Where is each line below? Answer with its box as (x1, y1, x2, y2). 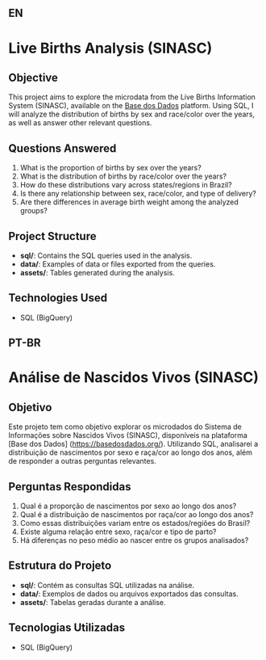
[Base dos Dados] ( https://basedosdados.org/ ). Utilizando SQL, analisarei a (8, 439, 259, 449)
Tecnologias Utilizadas (8, 621, 126, 635)
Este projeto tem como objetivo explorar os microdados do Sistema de (8, 422, 242, 431)
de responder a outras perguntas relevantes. (8, 456, 157, 466)
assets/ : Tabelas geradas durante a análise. (19, 597, 167, 607)
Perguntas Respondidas (8, 480, 131, 494)
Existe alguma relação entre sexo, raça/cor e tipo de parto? (19, 527, 217, 536)
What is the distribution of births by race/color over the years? (19, 171, 227, 181)
